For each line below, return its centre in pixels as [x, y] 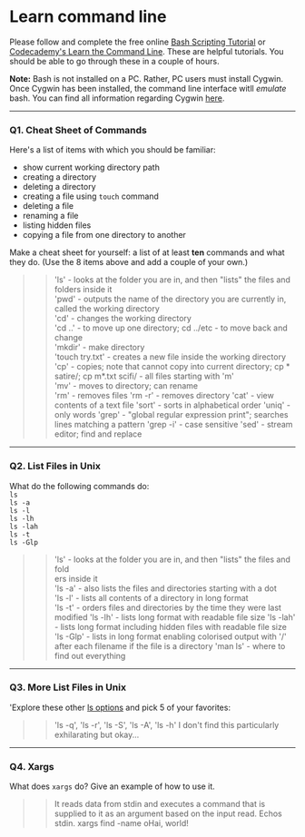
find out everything [90, 655]
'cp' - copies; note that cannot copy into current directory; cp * [172, 367]
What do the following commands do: [79, 486]
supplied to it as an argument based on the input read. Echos [168, 813]
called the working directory [107, 309]
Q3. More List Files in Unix [68, 687]
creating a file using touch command [90, 196]
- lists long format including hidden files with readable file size [171, 626]
